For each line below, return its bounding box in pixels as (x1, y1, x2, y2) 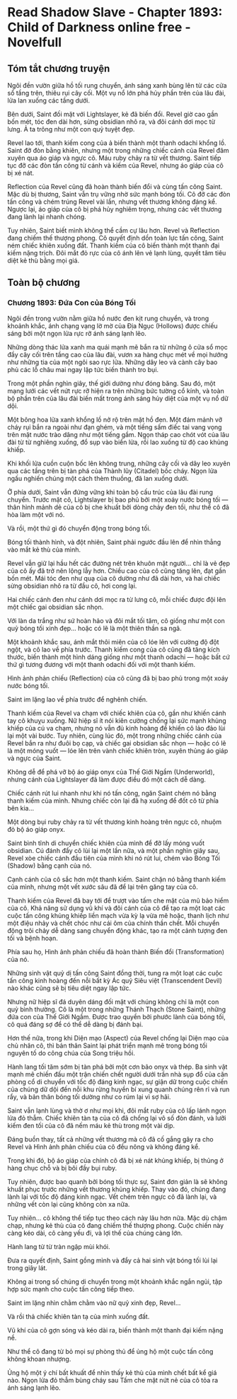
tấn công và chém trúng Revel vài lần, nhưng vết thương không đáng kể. (7, 197, 217, 206)
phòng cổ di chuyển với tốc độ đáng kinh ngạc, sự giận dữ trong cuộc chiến (7, 1077, 228, 1086)
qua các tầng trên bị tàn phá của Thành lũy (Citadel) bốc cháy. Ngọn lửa (7, 466, 218, 475)
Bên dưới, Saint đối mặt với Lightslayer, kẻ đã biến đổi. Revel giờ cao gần (7, 110, 219, 118)
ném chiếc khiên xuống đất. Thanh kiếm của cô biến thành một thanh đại (7, 241, 220, 250)
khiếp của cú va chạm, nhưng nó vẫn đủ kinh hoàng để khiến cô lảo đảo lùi (7, 724, 226, 732)
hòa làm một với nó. (7, 510, 65, 518)
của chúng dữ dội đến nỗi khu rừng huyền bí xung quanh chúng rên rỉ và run (7, 1085, 230, 1093)
